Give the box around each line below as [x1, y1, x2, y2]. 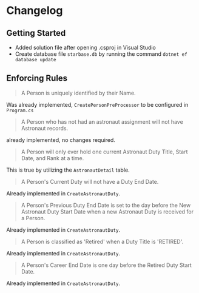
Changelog [6, 4, 63, 18]
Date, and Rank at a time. [21, 154, 84, 161]
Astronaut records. [21, 124, 69, 132]
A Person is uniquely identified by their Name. [21, 89, 136, 96]
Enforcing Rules [6, 73, 68, 84]
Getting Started [6, 28, 66, 38]
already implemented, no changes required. [6, 136, 115, 143]
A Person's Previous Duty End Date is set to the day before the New [21, 201, 191, 209]
